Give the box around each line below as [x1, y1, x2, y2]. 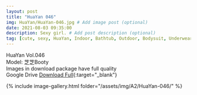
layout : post [6, 8, 38, 15]
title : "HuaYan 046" [6, 14, 57, 20]
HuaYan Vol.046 [6, 52, 45, 58]
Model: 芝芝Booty [6, 59, 49, 65]
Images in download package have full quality [6, 65, 117, 72]
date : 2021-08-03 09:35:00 [6, 24, 72, 31]
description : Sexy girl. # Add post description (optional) [6, 30, 157, 36]
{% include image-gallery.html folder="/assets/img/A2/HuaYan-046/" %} [6, 83, 183, 89]
